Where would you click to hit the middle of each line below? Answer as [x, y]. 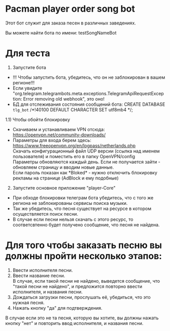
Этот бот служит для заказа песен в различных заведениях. [71, 23]
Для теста [28, 53]
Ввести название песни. [39, 276]
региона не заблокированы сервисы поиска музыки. [70, 203]
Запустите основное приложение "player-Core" [64, 188]
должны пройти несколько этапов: [84, 256]
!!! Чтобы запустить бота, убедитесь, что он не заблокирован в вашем [89, 77]
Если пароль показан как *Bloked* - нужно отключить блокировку [85, 172]
